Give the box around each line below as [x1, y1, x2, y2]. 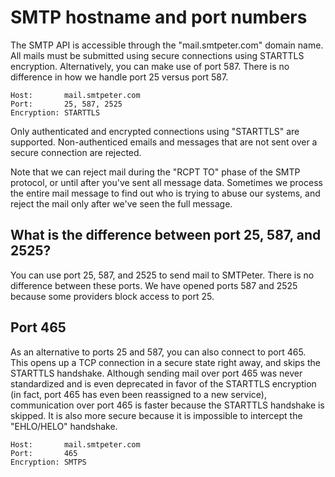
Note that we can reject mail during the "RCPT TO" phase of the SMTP [10, 166, 301, 178]
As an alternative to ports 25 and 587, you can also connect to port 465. [10, 346, 307, 358]
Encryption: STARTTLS [10, 107, 101, 118]
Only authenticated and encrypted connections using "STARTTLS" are [10, 125, 300, 137]
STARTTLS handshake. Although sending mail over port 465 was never [10, 367, 303, 379]
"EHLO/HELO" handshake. [10, 420, 118, 432]
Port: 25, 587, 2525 [10, 99, 123, 109]
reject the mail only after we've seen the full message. [10, 197, 233, 210]
